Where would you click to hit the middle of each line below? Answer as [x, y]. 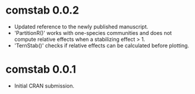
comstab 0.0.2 [43, 10]
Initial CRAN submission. [44, 86]
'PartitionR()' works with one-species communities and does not [93, 33]
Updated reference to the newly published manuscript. [81, 27]
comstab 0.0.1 [41, 69]
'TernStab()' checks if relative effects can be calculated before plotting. [102, 46]
